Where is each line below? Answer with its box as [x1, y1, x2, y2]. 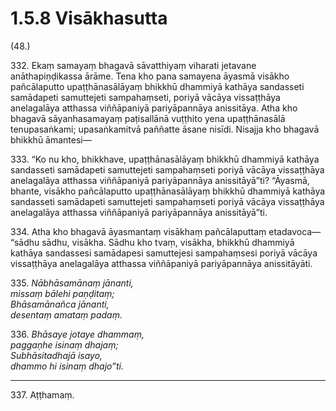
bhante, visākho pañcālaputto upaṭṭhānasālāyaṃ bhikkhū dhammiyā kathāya [10, 185, 326, 197]
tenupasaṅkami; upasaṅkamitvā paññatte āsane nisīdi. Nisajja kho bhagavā [10, 123, 320, 135]
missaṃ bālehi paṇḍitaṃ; [10, 287, 115, 299]
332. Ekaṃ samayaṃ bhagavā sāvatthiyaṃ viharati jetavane [10, 59, 257, 71]
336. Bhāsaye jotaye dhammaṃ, [10, 328, 145, 340]
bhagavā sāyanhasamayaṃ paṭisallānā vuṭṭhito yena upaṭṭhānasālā [10, 112, 286, 124]
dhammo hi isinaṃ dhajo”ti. [10, 360, 125, 372]
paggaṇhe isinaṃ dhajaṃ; [10, 338, 119, 351]
